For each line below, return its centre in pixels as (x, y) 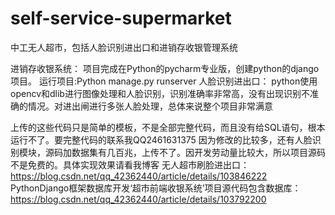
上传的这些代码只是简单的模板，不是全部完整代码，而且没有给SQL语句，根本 (168, 127)
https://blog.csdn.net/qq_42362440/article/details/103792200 (138, 199)
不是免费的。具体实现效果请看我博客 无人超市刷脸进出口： (130, 164)
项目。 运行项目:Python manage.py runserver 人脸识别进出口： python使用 (164, 81)
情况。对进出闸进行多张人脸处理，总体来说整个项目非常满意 (150, 106)
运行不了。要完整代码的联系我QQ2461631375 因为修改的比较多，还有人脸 (161, 139)
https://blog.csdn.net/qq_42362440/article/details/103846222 (139, 176)
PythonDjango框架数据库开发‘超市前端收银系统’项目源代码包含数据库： (156, 188)
